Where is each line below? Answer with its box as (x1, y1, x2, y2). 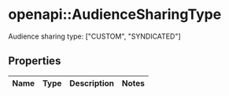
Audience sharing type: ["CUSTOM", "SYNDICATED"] (8, 31, 181, 41)
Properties (8, 54, 61, 68)
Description (69, 77, 114, 88)
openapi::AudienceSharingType (8, 6, 222, 24)
